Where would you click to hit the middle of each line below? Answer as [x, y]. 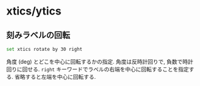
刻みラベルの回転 [38, 35]
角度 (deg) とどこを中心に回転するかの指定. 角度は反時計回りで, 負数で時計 [100, 61]
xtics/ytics [34, 11]
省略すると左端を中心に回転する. [55, 76]
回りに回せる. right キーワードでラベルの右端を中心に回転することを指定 [98, 69]
